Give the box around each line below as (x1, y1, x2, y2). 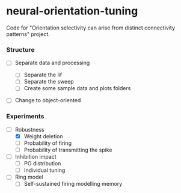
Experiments (6, 112, 44, 121)
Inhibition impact (14, 153, 57, 161)
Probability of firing (23, 139, 72, 147)
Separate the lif (23, 71, 62, 79)
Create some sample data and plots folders (23, 85, 131, 92)
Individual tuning (23, 167, 66, 174)
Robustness (14, 126, 45, 133)
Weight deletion (23, 132, 63, 139)
